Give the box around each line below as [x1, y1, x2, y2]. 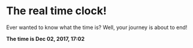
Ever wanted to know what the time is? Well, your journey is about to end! [6, 24, 188, 31]
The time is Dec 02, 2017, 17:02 [6, 35, 85, 42]
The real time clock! [6, 4, 107, 18]
